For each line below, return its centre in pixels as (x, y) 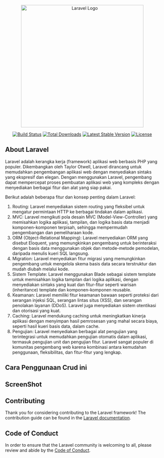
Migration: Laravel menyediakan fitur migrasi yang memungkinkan (79, 258)
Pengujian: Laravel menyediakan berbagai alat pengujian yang (75, 331)
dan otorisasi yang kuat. (36, 311)
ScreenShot (23, 384)
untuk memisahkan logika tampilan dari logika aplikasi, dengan (75, 279)
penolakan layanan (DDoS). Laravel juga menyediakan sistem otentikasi (84, 305)
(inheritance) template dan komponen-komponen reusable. (72, 289)
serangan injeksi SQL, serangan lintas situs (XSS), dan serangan (77, 300)
